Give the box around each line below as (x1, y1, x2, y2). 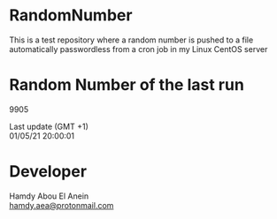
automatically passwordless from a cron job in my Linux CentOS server (9, 43, 268, 54)
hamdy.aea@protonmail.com (9, 200, 114, 210)
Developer (9, 162, 87, 182)
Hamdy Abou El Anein (9, 191, 89, 201)
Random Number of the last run (9, 75, 245, 95)
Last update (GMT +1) (9, 121, 88, 132)
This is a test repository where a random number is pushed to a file (9, 34, 254, 45)
